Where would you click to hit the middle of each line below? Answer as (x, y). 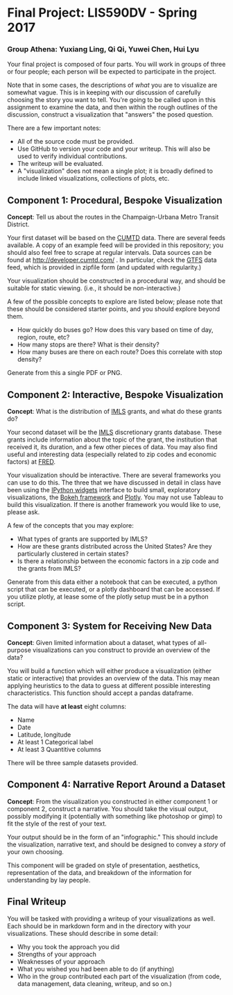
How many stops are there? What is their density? (88, 344)
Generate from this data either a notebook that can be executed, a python (112, 582)
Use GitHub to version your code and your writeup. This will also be (114, 149)
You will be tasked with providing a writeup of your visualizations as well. (111, 919)
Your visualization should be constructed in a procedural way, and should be (116, 281)
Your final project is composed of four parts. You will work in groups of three (116, 65)
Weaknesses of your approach (61, 961)
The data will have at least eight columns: (67, 706)
